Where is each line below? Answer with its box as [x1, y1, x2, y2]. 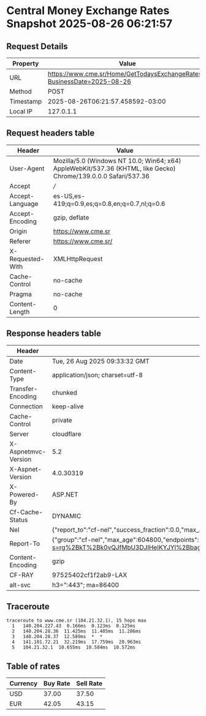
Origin [9, 227, 28, 235]
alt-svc [9, 581, 31, 589]
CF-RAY [9, 571, 34, 579]
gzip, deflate [53, 213, 90, 221]
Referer [9, 237, 31, 245]
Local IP [9, 107, 32, 115]
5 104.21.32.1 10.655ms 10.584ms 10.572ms [12, 644, 136, 650]
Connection [9, 402, 43, 411]
